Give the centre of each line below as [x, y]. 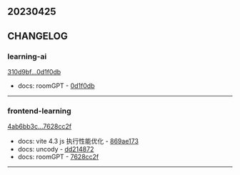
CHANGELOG [37, 36]
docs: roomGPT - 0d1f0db [56, 86]
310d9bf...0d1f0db [34, 72]
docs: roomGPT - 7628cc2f [58, 157]
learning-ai [27, 56]
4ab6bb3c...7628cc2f [40, 126]
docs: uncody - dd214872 [56, 149]
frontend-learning [39, 111]
